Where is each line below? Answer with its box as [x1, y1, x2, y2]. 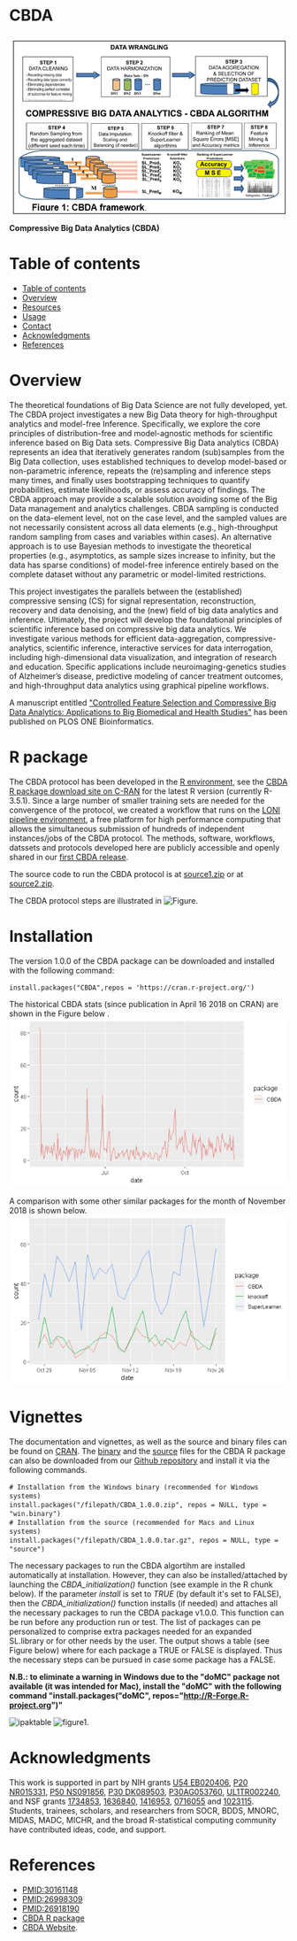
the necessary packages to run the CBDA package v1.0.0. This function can [9, 1607, 285, 1618]
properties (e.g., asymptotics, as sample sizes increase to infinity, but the [9, 550, 276, 560]
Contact [21, 320, 51, 331]
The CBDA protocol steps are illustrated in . [9, 895, 199, 905]
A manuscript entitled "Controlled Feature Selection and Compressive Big [9, 697, 277, 708]
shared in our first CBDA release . [9, 851, 129, 862]
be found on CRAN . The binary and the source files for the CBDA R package [9, 1445, 286, 1456]
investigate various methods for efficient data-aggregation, [9, 633, 225, 643]
